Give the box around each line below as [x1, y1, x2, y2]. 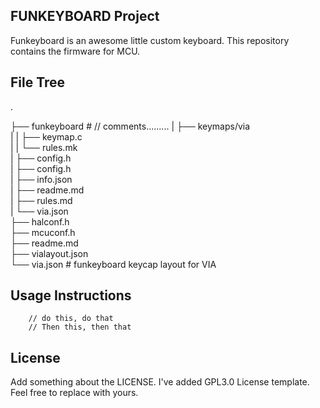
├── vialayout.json [10, 247, 89, 259]
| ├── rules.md [10, 194, 73, 206]
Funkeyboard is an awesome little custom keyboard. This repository [10, 34, 290, 46]
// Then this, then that [28, 322, 132, 333]
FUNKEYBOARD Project [10, 8, 160, 25]
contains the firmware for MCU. [10, 45, 141, 57]
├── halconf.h [10, 215, 70, 228]
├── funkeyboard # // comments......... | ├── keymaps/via [10, 120, 251, 132]
